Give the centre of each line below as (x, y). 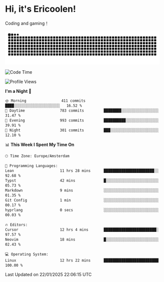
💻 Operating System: (27, 254)
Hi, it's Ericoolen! (41, 9)
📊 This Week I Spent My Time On (40, 144)
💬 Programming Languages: (31, 166)
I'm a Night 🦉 (18, 91)
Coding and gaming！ (27, 23)
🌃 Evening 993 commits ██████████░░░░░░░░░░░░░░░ (82, 120)
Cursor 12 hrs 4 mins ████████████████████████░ (82, 229)
